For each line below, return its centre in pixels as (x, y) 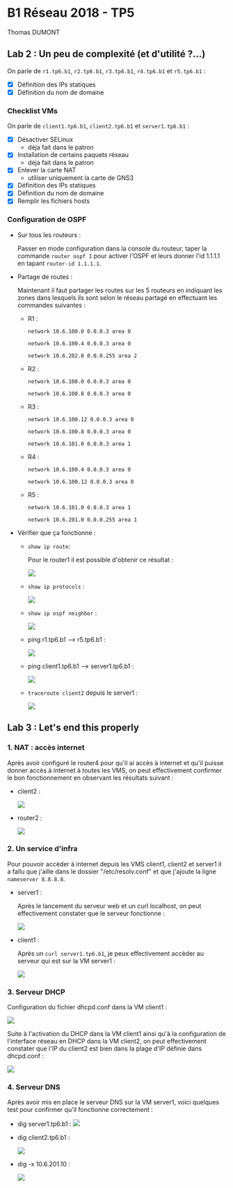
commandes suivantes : (51, 305)
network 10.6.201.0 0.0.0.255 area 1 (82, 520)
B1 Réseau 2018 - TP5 (71, 13)
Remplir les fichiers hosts (54, 201)
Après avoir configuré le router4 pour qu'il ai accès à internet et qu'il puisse (115, 762)
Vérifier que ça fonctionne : (56, 532)
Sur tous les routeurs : (49, 234)
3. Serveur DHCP (37, 992)
